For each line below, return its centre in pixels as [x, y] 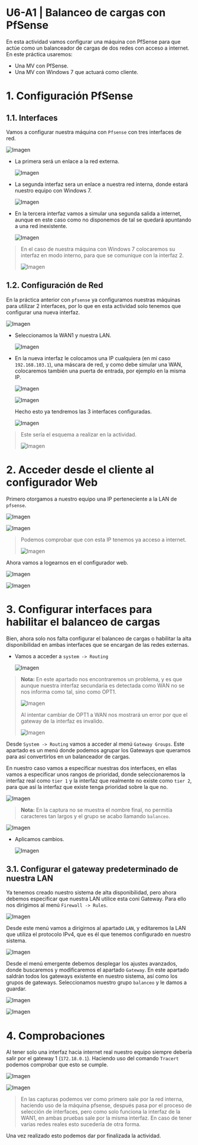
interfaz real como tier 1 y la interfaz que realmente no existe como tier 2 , [99, 780]
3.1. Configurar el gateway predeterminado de [92, 869]
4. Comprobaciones [56, 1036]
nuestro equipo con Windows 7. [53, 190]
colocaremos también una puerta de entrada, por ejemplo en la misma [100, 371]
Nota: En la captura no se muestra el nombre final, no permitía [96, 810]
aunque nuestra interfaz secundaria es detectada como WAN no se [103, 685]
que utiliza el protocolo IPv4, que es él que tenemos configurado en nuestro [98, 934]
